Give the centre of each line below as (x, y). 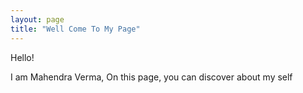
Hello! (22, 57)
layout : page (37, 19)
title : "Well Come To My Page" (75, 29)
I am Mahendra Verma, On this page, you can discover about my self (151, 77)
